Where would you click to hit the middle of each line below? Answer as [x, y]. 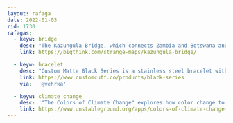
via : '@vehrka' [43, 84]
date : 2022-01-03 [32, 20]
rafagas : [20, 33]
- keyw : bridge [35, 39]
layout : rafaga [29, 13]
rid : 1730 [21, 26]
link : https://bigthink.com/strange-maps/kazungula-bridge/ [108, 53]
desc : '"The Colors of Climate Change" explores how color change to [122, 103]
